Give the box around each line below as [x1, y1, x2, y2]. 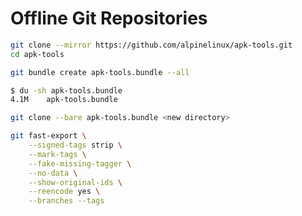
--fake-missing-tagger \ [28, 158, 132, 169]
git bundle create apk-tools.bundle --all [10, 67, 190, 77]
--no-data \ [28, 168, 78, 178]
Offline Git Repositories [10, 7, 208, 30]
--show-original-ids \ [28, 177, 123, 187]
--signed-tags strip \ [28, 140, 123, 151]
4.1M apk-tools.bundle [10, 95, 118, 105]
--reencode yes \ [28, 187, 101, 197]
